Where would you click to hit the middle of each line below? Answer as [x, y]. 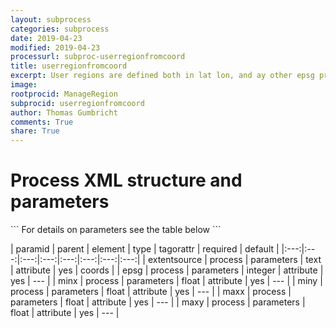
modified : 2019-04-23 [55, 47]
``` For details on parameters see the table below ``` [116, 230]
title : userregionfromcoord [69, 66]
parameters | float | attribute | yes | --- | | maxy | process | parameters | [158, 302]
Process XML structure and [126, 180]
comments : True [42, 122]
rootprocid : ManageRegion [64, 94]
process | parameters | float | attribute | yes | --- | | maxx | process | [151, 292]
